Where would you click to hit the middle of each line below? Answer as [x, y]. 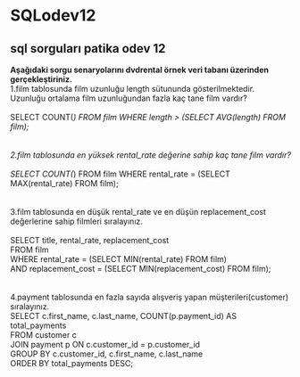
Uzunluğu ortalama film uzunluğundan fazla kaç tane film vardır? [129, 98]
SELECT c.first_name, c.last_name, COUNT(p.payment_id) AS [124, 316]
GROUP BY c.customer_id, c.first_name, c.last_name [107, 354]
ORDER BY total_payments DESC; [72, 363]
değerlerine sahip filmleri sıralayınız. [77, 221]
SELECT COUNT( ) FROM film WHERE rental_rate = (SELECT [120, 174]
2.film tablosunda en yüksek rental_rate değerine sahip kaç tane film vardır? [150, 155]
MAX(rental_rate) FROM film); [64, 183]
